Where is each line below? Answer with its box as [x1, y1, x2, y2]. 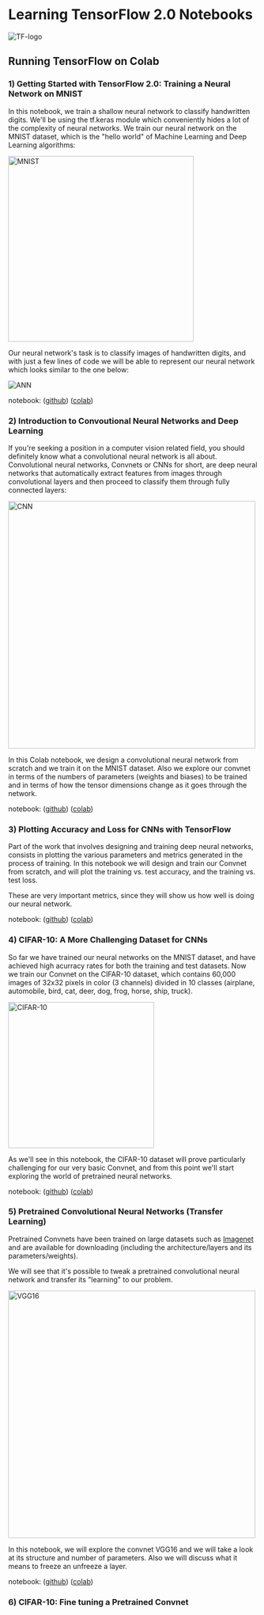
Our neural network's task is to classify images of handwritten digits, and [8, 348, 247, 357]
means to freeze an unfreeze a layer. [8, 1561, 128, 1571]
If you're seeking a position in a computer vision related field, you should [8, 443, 245, 452]
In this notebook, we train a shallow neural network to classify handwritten [8, 106, 251, 116]
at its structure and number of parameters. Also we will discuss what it [8, 1552, 238, 1562]
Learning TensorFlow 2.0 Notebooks [8, 6, 253, 24]
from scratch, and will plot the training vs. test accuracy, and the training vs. [8, 867, 256, 877]
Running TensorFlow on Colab [8, 55, 160, 68]
